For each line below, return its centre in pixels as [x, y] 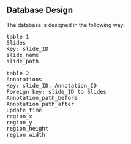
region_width [26, 135]
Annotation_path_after [40, 104]
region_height [28, 128]
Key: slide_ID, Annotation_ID [52, 85]
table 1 [18, 36]
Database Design [40, 10]
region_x [19, 116]
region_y [19, 122]
